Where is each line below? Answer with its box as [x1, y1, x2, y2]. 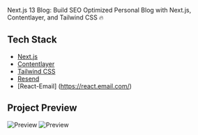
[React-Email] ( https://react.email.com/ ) [17, 81, 132, 90]
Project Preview [7, 102, 77, 114]
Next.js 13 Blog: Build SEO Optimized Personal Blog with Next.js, [7, 6, 192, 14]
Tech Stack [7, 34, 57, 46]
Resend [17, 74, 40, 83]
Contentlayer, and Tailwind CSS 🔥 [7, 13, 104, 22]
